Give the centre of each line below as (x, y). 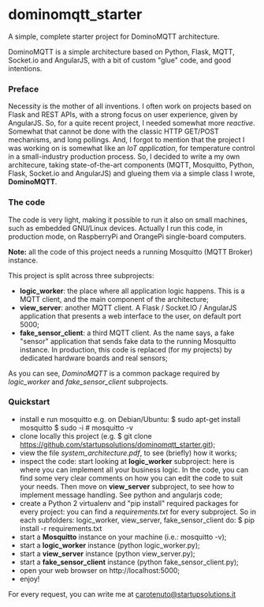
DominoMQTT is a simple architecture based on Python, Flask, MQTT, (121, 51)
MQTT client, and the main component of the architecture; (114, 299)
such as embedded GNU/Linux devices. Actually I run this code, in (115, 228)
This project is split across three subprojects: (81, 275)
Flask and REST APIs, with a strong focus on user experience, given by (123, 115)
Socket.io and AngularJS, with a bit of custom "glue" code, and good (120, 60)
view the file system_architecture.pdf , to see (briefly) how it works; (128, 453)
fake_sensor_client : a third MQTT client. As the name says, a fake (127, 333)
